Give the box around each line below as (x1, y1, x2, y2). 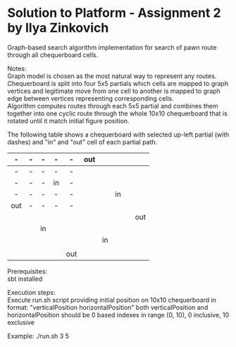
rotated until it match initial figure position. (7, 116, 130, 125)
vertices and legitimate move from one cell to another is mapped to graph (7, 87, 221, 95)
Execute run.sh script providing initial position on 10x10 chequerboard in (7, 296, 217, 304)
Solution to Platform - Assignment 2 (7, 5, 221, 21)
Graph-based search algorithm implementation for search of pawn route (7, 43, 217, 51)
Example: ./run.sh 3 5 (7, 332, 69, 340)
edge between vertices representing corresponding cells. (7, 94, 174, 103)
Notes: (7, 64, 27, 72)
